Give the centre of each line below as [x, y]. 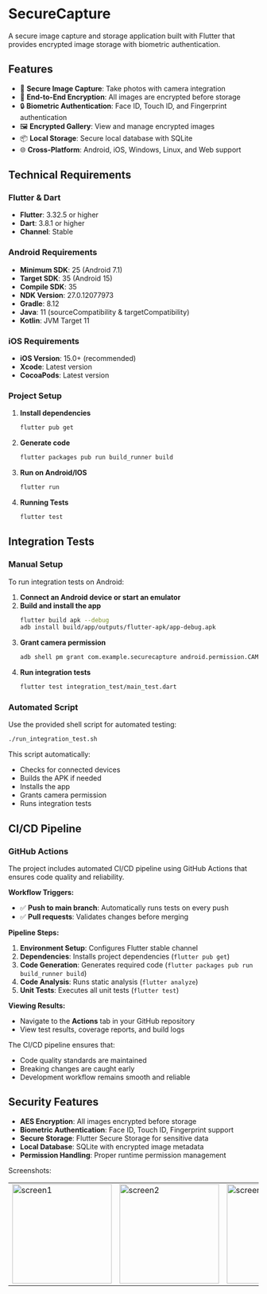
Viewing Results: [37, 1005]
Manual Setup [36, 564]
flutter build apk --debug [64, 620]
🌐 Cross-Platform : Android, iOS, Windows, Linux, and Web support [130, 149]
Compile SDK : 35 [48, 286]
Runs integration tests [56, 804]
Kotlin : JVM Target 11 [54, 320]
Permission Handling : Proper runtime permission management [123, 1155]
